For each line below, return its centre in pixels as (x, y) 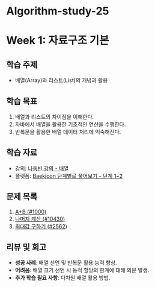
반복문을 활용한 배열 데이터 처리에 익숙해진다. (68, 132)
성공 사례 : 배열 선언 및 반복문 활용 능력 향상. (66, 263)
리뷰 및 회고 (26, 248)
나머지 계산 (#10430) (40, 219)
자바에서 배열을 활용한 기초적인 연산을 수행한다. (70, 124)
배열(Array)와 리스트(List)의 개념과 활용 (61, 80)
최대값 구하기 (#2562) (41, 226)
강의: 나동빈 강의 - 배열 (42, 168)
